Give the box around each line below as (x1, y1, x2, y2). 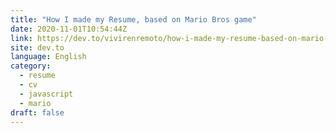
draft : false (10, 107, 65, 118)
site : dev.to (10, 42, 65, 53)
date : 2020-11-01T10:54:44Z (10, 24, 128, 34)
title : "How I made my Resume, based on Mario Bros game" (10, 14, 257, 25)
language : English (10, 52, 87, 62)
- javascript (19, 89, 74, 99)
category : (10, 61, 52, 71)
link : (10, 33, 33, 43)
